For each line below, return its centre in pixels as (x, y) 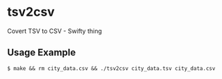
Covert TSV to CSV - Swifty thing (54, 31)
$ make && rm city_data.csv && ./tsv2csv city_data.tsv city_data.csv (111, 68)
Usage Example (42, 53)
